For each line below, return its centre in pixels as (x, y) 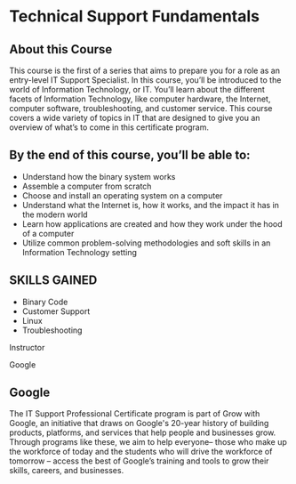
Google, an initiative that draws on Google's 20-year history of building (139, 423)
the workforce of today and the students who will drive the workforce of (141, 452)
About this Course (61, 49)
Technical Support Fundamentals (135, 16)
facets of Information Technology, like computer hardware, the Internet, (140, 99)
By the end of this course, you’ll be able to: (130, 155)
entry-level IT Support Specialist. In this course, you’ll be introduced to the (145, 80)
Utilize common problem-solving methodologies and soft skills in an (146, 243)
